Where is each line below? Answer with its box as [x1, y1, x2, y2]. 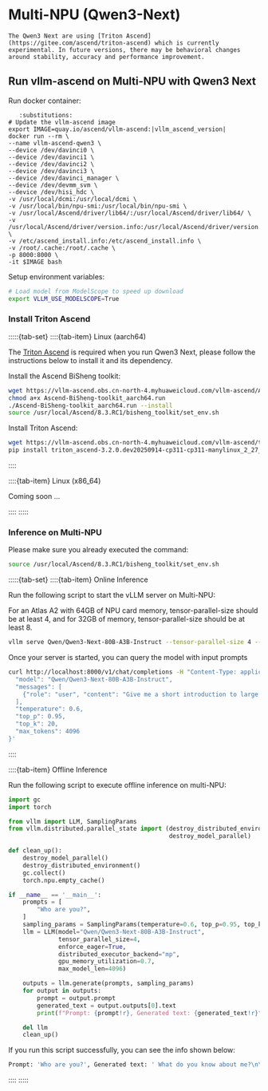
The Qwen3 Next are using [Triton [8, 32, 124, 40]
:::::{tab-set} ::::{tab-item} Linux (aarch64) [8, 331, 146, 341]
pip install [8, 446, 48, 454]
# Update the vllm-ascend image [8, 118, 116, 126]
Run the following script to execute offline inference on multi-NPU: [8, 780, 227, 789]
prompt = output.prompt [37, 994, 116, 1002]
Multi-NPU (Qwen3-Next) [8, 6, 181, 24]
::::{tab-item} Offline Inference [8, 765, 108, 774]
